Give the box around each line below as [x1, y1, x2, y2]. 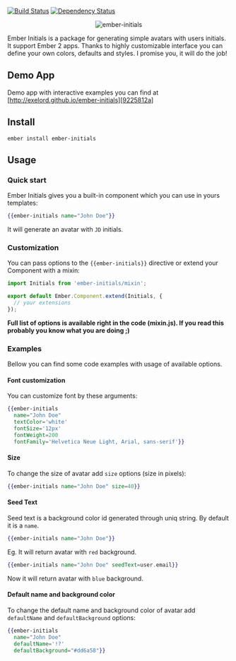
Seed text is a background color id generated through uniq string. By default [7, 514, 230, 523]
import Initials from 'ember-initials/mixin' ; [7, 280, 147, 287]
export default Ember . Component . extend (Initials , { [7, 293, 163, 300]
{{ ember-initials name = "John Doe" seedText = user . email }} [7, 561, 179, 568]
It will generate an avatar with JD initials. [7, 225, 124, 234]
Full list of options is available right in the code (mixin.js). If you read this [7, 318, 225, 327]
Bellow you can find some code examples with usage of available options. [7, 360, 223, 369]
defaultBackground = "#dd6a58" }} [13, 647, 106, 654]
